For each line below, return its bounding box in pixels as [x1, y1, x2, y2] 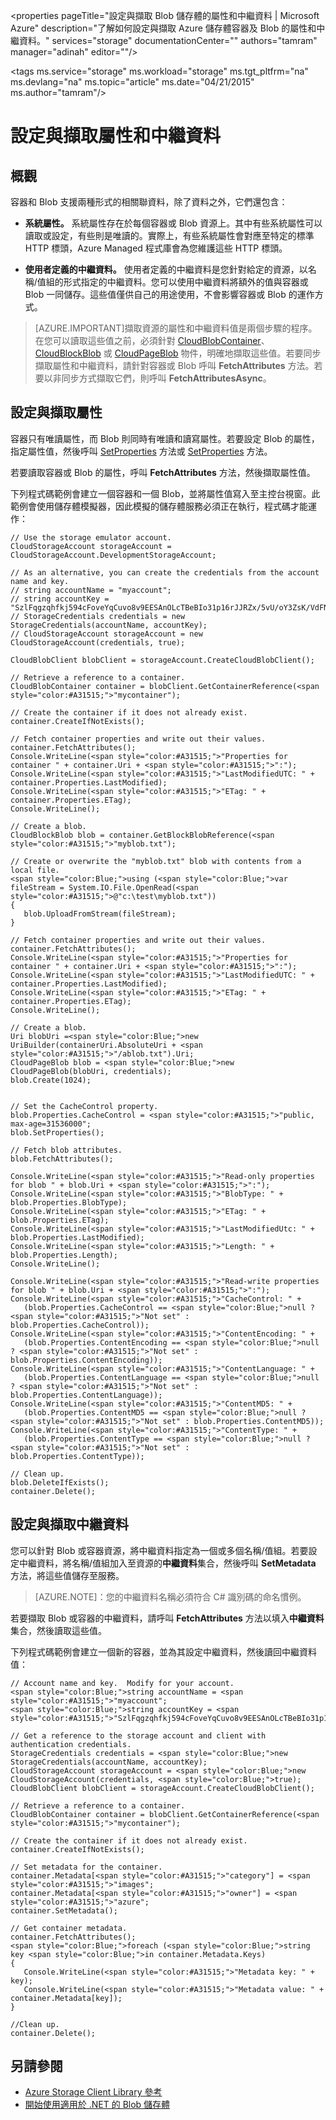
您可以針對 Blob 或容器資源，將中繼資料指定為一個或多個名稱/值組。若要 [10, 1544, 309, 1556]
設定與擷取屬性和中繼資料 [10, 125, 222, 148]
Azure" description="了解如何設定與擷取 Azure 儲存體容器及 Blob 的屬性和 [10, 22, 317, 34]
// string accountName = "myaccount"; [10, 585, 172, 595]
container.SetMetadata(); [10, 1905, 118, 1916]
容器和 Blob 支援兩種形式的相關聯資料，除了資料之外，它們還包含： [10, 196, 288, 208]
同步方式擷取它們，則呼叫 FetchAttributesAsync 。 [61, 372, 272, 384]
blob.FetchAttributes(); [10, 1154, 114, 1164]
